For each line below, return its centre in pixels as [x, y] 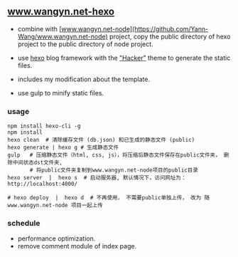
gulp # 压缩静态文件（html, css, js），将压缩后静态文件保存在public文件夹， [114, 155]
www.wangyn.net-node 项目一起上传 [55, 206]
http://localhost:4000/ [43, 184]
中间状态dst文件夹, [37, 163]
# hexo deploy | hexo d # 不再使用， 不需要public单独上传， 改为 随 [109, 198]
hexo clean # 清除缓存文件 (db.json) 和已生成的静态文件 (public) [101, 140]
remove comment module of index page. [77, 246]
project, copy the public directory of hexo [170, 36]
